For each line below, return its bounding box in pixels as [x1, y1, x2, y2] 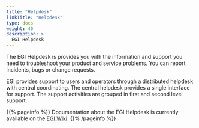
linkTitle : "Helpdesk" [6, 14, 63, 20]
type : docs [6, 20, 34, 26]
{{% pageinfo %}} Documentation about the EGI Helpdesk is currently [6, 109, 179, 115]
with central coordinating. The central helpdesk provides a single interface [6, 84, 190, 91]
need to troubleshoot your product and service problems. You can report [6, 59, 186, 67]
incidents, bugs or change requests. [6, 66, 95, 73]
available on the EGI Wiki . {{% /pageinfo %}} [6, 115, 116, 122]
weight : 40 [6, 25, 34, 32]
